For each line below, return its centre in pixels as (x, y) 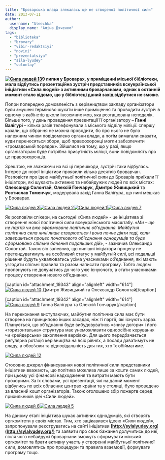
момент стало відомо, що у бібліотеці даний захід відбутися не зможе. (82, 95)
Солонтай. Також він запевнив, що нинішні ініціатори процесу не (73, 249)
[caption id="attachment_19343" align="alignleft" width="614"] (69, 284)
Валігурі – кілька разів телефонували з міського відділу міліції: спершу (80, 125)
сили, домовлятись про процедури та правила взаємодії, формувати (78, 447)
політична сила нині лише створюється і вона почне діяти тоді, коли (78, 233)
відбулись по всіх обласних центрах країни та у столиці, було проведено (82, 386)
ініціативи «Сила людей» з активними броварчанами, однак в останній (83, 90)
